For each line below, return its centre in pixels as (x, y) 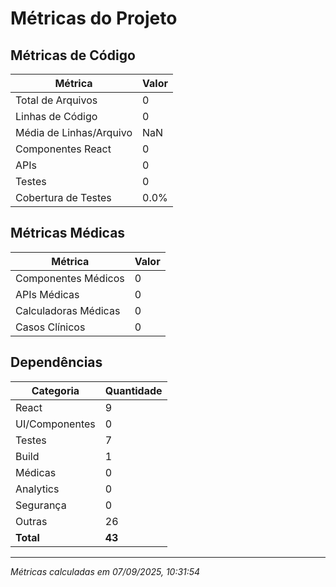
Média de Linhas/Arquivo (74, 132)
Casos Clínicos (50, 327)
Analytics (37, 489)
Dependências (56, 362)
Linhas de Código (56, 116)
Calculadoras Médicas (68, 310)
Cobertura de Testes (63, 197)
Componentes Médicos (70, 278)
